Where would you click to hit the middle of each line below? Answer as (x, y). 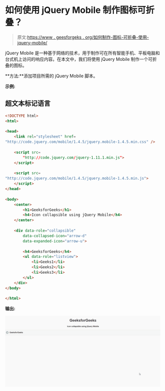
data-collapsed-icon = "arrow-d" (55, 236)
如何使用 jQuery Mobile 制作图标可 (76, 10)
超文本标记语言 (28, 104)
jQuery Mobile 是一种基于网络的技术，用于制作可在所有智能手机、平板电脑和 (82, 53)
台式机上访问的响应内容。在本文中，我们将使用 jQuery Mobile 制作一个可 (79, 59)
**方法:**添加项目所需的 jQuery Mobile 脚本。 (51, 76)
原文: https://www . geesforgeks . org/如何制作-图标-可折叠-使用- (83, 37)
